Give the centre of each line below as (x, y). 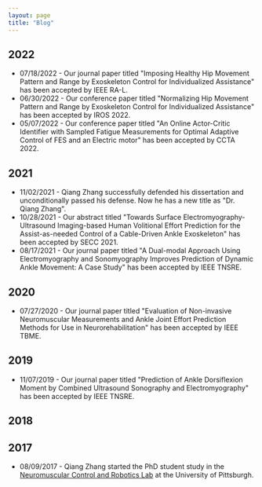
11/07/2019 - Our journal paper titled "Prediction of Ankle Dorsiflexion (131, 379)
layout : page (29, 15)
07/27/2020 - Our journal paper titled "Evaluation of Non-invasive (126, 310)
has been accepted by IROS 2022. (75, 115)
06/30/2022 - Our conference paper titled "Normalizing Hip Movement (134, 98)
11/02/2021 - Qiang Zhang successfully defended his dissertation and (132, 192)
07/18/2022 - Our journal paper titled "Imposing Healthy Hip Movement (134, 73)
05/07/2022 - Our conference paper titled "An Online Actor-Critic (125, 123)
